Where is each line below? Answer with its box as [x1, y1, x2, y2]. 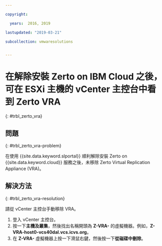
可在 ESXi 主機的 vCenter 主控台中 [5, 84, 147, 95]
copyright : [5, 12, 28, 17]
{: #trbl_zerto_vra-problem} [5, 143, 62, 148]
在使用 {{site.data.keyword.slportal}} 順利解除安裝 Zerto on [5, 153, 127, 159]
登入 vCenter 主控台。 [12, 216, 59, 222]
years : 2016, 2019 [10, 21, 51, 26]
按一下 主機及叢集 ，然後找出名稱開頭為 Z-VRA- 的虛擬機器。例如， [12, 222, 150, 229]
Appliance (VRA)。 [5, 166, 44, 172]
